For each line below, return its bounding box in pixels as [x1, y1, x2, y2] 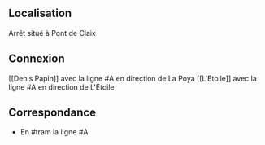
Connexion [8, 52, 65, 66]
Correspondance [8, 106, 96, 120]
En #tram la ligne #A [20, 127, 89, 137]
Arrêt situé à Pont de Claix [8, 28, 96, 37]
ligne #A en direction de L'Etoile [8, 81, 115, 92]
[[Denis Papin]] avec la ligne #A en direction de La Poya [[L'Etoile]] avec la [8, 73, 258, 83]
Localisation [8, 7, 72, 20]
